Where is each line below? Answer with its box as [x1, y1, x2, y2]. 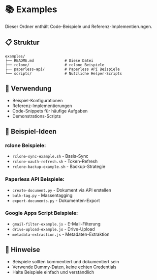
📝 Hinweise [5, 246, 40, 254]
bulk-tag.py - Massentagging [12, 192, 73, 198]
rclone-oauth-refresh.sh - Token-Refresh [12, 158, 98, 165]
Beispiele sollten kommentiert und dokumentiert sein [12, 258, 120, 264]
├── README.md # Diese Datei [5, 58, 94, 63]
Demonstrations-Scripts [12, 113, 61, 119]
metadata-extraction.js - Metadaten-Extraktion [12, 231, 110, 237]
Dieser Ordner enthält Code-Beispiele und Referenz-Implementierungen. [5, 23, 153, 29]
